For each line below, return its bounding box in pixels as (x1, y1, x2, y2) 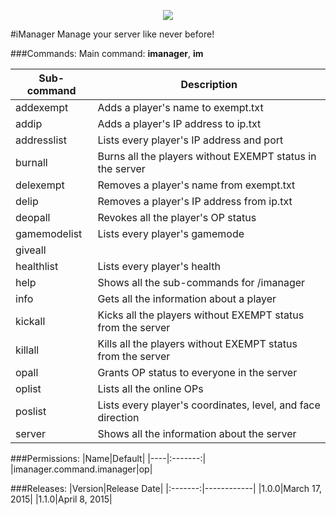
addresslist (15, 133, 67, 147)
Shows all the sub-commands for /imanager (97, 276, 306, 289)
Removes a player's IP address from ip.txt (97, 195, 293, 208)
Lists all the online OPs (97, 382, 204, 395)
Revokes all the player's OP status (97, 211, 257, 224)
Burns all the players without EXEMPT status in (97, 150, 317, 163)
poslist (15, 405, 47, 418)
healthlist (15, 260, 59, 273)
